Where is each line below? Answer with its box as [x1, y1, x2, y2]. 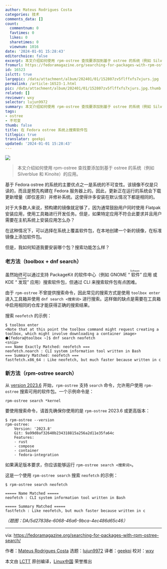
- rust [14, 439, 28, 444]
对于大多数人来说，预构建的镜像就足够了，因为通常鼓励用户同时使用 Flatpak [5, 205, 161, 210]
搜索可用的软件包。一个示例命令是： [19, 388, 94, 394]
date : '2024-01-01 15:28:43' [5, 49, 66, 54]
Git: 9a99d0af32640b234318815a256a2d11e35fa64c [14, 430, 114, 435]
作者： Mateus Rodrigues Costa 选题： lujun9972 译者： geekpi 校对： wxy [5, 548, 154, 554]
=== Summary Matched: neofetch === [5, 353, 79, 358]
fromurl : [5, 63, 23, 68]
